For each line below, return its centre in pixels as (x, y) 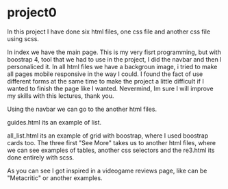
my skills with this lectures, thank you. (61, 96)
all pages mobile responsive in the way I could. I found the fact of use (105, 74)
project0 (32, 13)
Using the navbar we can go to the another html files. (82, 109)
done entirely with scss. (41, 157)
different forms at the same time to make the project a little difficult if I (105, 81)
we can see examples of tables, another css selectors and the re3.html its (111, 150)
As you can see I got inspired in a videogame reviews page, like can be (107, 171)
